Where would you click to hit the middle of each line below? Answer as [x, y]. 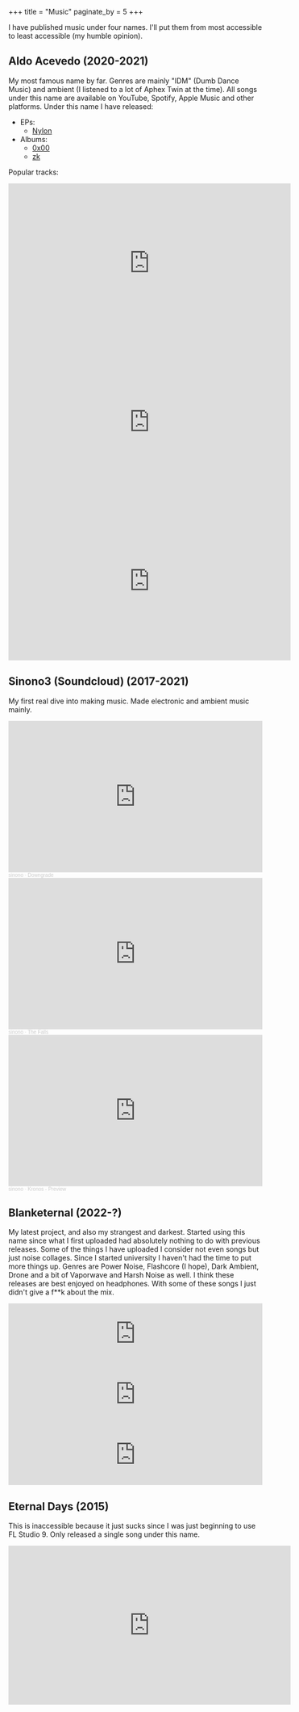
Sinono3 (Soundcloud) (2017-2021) [99, 682]
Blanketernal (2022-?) [65, 1213]
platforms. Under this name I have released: [81, 106]
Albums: [34, 139]
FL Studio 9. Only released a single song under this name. [104, 1534]
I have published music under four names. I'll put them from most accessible [135, 27]
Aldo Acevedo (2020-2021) [79, 61]
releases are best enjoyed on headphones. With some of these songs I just [132, 1284]
